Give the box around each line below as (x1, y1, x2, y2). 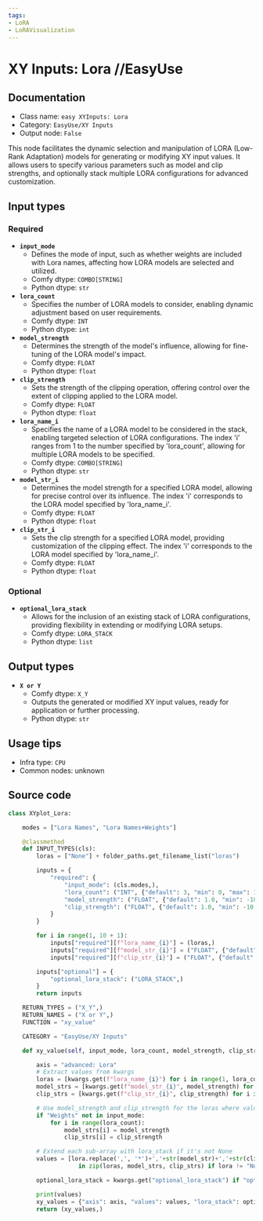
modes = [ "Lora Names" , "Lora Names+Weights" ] (22, 823, 177, 832)
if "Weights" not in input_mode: (36, 1111, 146, 1119)
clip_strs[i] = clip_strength (63, 1133, 163, 1142)
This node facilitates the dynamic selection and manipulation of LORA (8, 144, 232, 153)
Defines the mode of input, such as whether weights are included (31, 250, 243, 259)
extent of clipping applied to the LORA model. (31, 392, 178, 401)
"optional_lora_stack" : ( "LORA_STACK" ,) (49, 975, 184, 983)
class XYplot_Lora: (8, 809, 72, 817)
